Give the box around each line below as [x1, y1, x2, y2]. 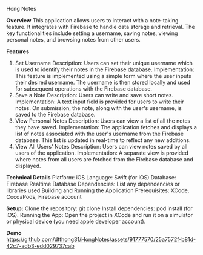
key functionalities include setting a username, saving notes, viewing [6, 30, 178, 37]
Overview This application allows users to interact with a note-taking [6, 17, 179, 24]
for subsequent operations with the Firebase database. [15, 85, 153, 92]
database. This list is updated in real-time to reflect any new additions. [15, 137, 191, 144]
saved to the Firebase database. [15, 111, 96, 118]
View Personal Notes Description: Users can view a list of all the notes [15, 117, 191, 124]
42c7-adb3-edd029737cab [6, 242, 75, 250]
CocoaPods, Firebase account [6, 193, 82, 200]
